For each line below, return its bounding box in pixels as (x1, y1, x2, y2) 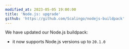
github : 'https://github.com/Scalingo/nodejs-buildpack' (5, 16, 125, 21)
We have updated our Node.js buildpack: (5, 30, 88, 35)
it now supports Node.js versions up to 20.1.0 (12, 39, 106, 45)
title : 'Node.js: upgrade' (5, 12, 61, 16)
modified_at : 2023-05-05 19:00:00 (5, 7, 77, 12)
